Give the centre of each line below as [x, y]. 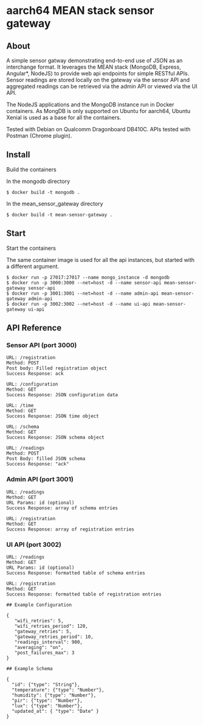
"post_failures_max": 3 [44, 653]
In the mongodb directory [38, 181]
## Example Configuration [39, 605]
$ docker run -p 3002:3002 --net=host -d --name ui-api [78, 304]
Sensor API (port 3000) [42, 345]
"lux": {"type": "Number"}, [47, 706]
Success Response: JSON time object [53, 416]
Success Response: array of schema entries [62, 508]
